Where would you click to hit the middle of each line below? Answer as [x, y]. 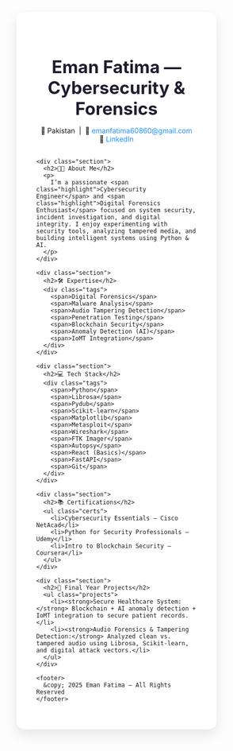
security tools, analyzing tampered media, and [116, 231]
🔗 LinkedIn [116, 139]
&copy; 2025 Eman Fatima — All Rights [107, 685]
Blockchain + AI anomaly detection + [134, 609]
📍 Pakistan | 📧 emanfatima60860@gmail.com [116, 131]
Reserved [50, 692]
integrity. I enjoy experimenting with [102, 224]
